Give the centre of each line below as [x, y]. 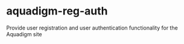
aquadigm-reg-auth [57, 11]
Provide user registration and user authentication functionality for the [92, 28]
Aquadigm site [24, 34]
